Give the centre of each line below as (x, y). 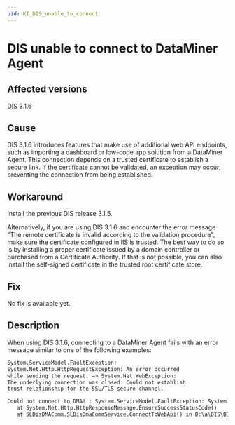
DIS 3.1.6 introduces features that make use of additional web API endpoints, (117, 145)
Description (33, 326)
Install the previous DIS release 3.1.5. (60, 214)
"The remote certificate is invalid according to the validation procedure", (111, 235)
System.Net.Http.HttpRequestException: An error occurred (93, 369)
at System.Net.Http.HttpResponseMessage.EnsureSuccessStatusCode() (117, 408)
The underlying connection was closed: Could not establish (97, 382)
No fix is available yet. (39, 304)
